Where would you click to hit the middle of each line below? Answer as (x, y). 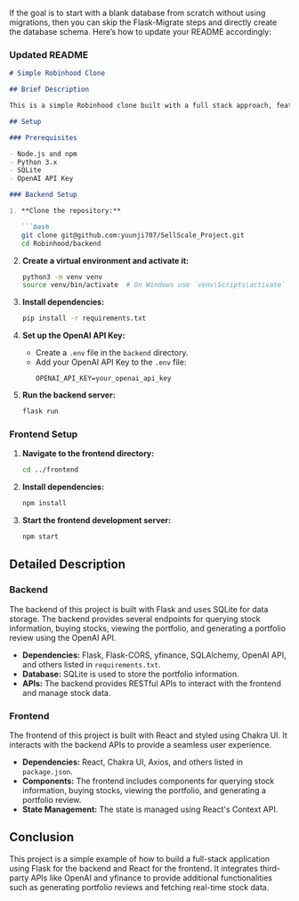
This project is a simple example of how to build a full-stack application (140, 858)
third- (270, 868)
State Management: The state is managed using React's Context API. (150, 809)
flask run (40, 412)
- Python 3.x (33, 162)
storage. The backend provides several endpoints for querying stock (135, 618)
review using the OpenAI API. (63, 637)
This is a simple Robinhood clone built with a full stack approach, (141, 106)
